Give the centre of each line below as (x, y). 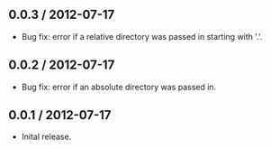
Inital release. (46, 137)
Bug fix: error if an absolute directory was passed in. (119, 87)
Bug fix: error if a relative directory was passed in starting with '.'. (142, 36)
